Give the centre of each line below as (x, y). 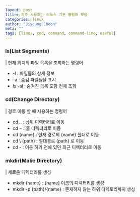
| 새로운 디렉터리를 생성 (28, 172)
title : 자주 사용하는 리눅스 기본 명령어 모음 (46, 15)
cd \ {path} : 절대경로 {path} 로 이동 (48, 141)
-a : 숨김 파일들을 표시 (34, 80)
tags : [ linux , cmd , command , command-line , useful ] (60, 33)
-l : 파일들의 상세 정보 (33, 73)
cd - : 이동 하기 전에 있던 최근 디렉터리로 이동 (57, 147)
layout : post (19, 10)
